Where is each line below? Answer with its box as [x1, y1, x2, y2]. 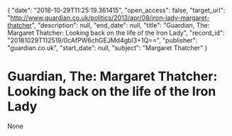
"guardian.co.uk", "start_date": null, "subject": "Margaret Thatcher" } [7, 44, 208, 52]
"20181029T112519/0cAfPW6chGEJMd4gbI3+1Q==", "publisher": [7, 36, 198, 45]
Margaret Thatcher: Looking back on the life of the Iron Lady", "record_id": [7, 28, 225, 37]
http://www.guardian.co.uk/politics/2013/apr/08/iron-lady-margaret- [10, 13, 210, 22]
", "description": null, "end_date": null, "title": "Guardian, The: [31, 21, 210, 29]
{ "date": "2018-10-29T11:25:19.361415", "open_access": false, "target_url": [7, 6, 226, 14]
